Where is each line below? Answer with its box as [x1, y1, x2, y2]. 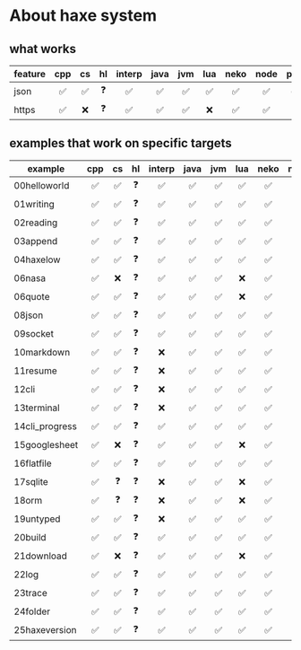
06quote [13, 291, 51, 303]
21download [13, 549, 67, 562]
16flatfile [13, 457, 52, 470]
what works [9, 41, 77, 57]
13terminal [13, 401, 60, 414]
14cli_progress [13, 420, 78, 433]
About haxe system [9, 5, 158, 26]
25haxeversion [13, 624, 77, 637]
